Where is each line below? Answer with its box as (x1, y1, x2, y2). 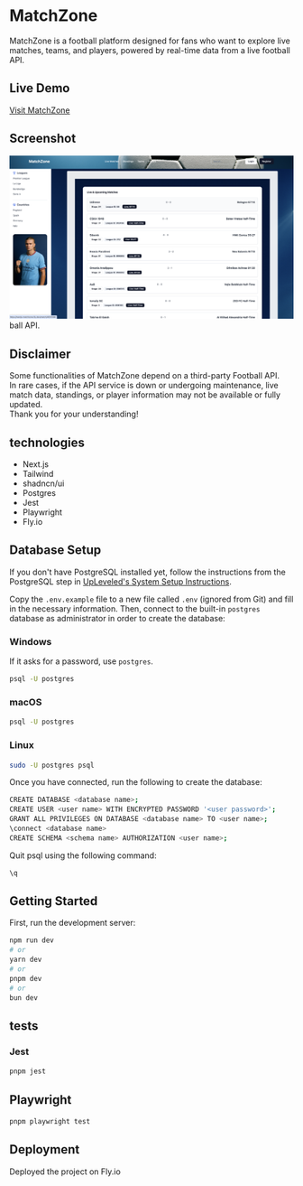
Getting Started (9, 893, 98, 909)
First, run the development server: (9, 918, 136, 929)
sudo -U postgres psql (9, 761, 95, 770)
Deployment (9, 1142, 80, 1157)
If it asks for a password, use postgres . (9, 656, 153, 667)
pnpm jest (9, 1067, 47, 1076)
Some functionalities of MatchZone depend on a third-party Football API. (9, 370, 280, 381)
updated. (9, 399, 43, 410)
